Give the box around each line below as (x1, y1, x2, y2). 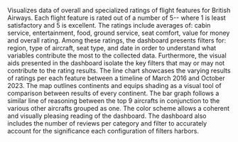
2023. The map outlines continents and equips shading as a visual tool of (7, 82, 222, 89)
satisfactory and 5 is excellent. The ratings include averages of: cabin (7, 21, 211, 29)
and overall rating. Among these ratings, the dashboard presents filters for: (7, 36, 227, 45)
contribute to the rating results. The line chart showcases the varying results (7, 67, 231, 75)
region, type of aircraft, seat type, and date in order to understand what (7, 44, 217, 52)
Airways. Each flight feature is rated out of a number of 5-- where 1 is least (7, 13, 226, 22)
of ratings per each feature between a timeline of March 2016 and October (7, 74, 225, 82)
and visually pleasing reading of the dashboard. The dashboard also (7, 111, 207, 120)
